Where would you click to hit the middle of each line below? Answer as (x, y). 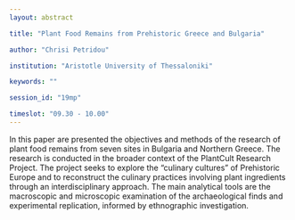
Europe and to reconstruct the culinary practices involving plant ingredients (147, 177)
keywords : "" (33, 82)
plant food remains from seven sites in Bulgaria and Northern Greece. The (145, 149)
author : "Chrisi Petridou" (59, 50)
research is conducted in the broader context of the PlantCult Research (140, 158)
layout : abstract (41, 17)
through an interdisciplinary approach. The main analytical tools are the (140, 186)
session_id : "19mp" (45, 98)
